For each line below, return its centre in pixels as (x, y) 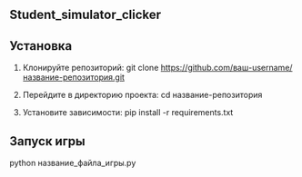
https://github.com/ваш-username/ (226, 68)
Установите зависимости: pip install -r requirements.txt (128, 113)
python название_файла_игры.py (73, 163)
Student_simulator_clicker (86, 15)
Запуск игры (48, 141)
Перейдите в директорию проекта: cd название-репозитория (142, 95)
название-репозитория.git (74, 77)
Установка (41, 46)
